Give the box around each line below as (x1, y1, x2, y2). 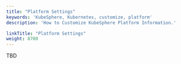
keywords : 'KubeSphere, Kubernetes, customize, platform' (6, 14, 153, 20)
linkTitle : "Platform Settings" (6, 30, 86, 36)
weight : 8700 (6, 36, 39, 42)
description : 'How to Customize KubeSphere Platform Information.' (6, 20, 177, 25)
